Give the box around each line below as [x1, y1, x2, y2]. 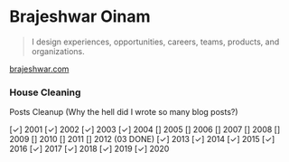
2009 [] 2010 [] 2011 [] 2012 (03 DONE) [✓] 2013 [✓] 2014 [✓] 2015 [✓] [9, 134, 275, 145]
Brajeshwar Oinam [9, 6, 151, 27]
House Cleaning [9, 86, 81, 99]
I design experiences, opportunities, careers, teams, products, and [31, 36, 280, 47]
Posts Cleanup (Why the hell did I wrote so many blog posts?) [9, 107, 238, 118]
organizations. [31, 45, 85, 56]
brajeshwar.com [9, 63, 70, 74]
